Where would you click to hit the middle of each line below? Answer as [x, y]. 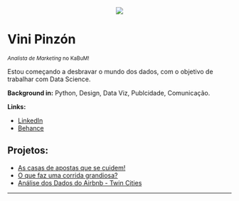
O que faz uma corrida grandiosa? [68, 175]
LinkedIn [30, 120]
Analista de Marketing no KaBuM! [49, 58]
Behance [31, 128]
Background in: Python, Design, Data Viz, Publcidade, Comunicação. [109, 93]
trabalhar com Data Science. [49, 79]
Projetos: [28, 151]
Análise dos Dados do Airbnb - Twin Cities [80, 182]
